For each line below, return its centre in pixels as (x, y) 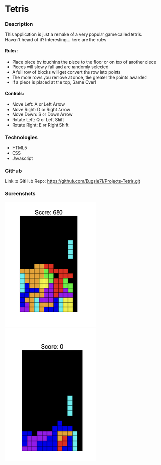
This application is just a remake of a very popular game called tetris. (74, 34)
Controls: (15, 94)
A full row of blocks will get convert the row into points (66, 72)
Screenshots (20, 194)
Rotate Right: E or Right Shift (40, 125)
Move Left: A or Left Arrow (38, 104)
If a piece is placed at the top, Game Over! (54, 82)
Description (19, 24)
